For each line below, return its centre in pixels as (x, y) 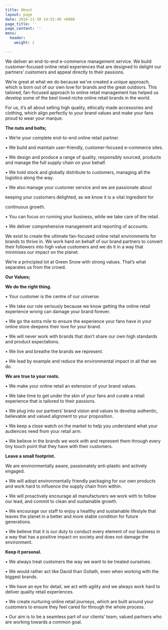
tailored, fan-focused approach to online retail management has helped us (82, 92)
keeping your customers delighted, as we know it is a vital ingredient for (79, 197)
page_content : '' (23, 29)
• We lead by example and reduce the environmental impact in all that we (81, 361)
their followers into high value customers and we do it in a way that (74, 246)
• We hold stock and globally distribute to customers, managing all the (78, 172)
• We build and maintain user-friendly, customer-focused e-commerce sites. (84, 147)
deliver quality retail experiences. (40, 592)
